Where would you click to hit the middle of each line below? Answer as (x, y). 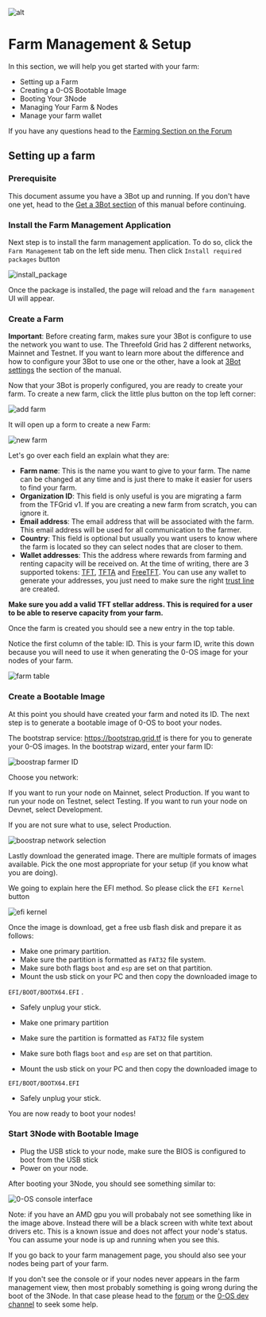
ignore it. (34, 513)
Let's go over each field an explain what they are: (89, 455)
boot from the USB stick (59, 1160)
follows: (21, 935)
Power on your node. (54, 1168)
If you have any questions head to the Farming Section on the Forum (120, 130)
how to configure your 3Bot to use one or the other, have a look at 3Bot (125, 362)
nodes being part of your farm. (58, 1263)
